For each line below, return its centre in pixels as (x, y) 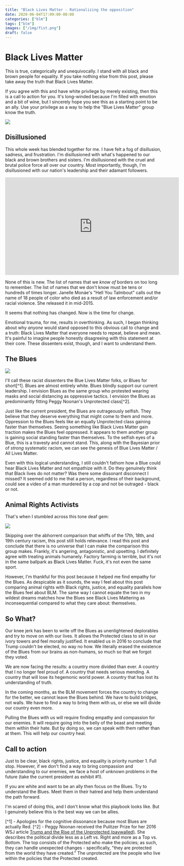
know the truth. (21, 112)
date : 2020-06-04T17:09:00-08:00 (40, 14)
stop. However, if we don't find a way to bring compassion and (69, 766)
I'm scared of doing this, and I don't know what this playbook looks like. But (82, 806)
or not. (12, 489)
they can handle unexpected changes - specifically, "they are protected (78, 848)
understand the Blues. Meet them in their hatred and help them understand (82, 792)
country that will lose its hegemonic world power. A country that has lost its (82, 677)
